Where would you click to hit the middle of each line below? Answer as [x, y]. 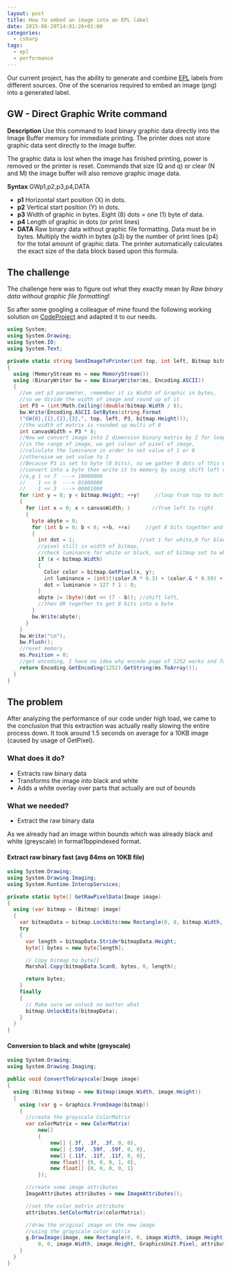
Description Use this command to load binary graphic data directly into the [113, 131]
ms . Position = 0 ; [44, 655]
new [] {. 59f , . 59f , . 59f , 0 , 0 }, [98, 1149]
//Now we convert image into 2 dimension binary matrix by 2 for [115, 438]
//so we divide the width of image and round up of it [100, 399]
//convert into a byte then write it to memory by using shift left [120, 469]
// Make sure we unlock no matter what [82, 1004]
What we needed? [38, 806]
